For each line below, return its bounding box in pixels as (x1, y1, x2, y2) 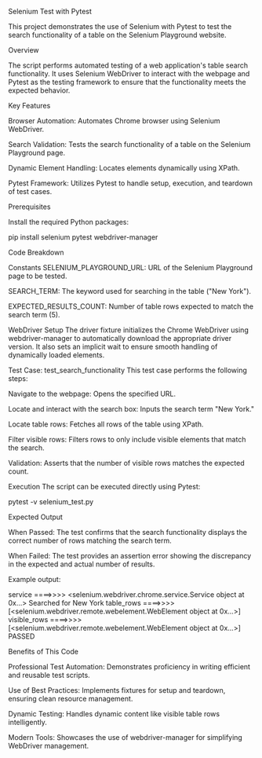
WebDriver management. (8, 742, 89, 750)
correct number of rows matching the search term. (8, 536, 173, 545)
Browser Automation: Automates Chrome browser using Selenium (8, 116, 220, 125)
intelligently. (8, 718, 47, 727)
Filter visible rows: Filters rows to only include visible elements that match (8, 435, 246, 444)
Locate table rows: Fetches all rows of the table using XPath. (8, 419, 204, 429)
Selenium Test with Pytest (8, 7, 93, 16)
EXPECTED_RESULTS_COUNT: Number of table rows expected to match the (8, 302, 254, 311)
